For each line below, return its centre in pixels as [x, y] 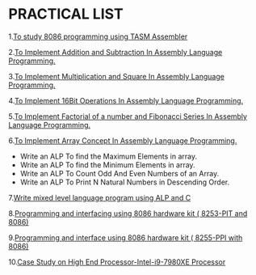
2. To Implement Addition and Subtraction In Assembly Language [115, 52]
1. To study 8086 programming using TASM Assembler [98, 36]
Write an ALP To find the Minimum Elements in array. [107, 165]
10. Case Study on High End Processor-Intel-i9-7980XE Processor [117, 262]
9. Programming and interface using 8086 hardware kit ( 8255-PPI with [126, 237]
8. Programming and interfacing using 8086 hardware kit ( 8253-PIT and [128, 213]
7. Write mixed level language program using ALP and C [100, 197]
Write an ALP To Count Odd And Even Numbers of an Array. [120, 173]
